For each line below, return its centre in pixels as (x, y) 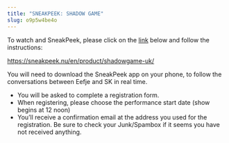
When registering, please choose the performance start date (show (113, 102)
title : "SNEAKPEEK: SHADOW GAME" (56, 14)
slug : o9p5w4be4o (32, 20)
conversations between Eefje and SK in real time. (77, 81)
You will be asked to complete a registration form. (88, 95)
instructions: (25, 47)
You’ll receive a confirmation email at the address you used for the (112, 117)
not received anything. (49, 132)
